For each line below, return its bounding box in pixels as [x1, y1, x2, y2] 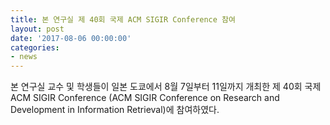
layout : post [10, 24, 65, 34]
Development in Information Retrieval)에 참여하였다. [10, 104, 220, 116]
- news [10, 52, 38, 62]
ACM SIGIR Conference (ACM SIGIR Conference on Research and [10, 92, 280, 104]
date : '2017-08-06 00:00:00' [10, 33, 132, 43]
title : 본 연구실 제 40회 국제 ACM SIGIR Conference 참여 [10, 14, 236, 25]
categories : [10, 42, 60, 53]
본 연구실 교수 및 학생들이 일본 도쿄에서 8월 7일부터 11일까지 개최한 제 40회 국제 [10, 81, 322, 93]
